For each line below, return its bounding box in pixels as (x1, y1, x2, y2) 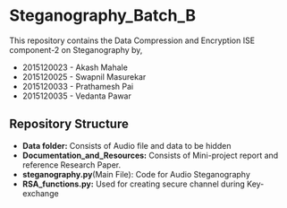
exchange (21, 187, 60, 198)
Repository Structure (9, 117, 130, 132)
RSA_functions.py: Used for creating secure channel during (21, 178, 246, 189)
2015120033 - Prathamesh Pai (21, 81, 134, 91)
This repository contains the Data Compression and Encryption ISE (9, 35, 256, 46)
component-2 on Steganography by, (9, 44, 143, 55)
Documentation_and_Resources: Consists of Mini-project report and (21, 150, 279, 160)
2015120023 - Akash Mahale (21, 62, 128, 73)
